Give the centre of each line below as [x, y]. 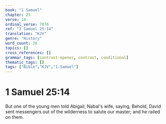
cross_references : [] [28, 53]
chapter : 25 [18, 15]
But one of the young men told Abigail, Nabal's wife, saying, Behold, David [83, 106]
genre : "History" [24, 39]
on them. [15, 117]
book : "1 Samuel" [24, 10]
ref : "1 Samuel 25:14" [29, 29]
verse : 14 [16, 19]
